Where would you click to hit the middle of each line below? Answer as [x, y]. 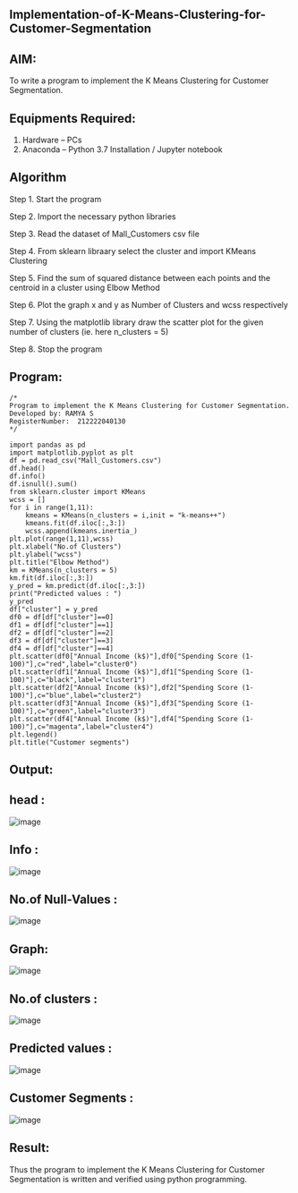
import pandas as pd [48, 445]
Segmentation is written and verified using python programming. [128, 1179]
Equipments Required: [72, 119]
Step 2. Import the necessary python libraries [93, 216]
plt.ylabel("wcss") [46, 554]
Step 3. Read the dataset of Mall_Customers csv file [104, 234]
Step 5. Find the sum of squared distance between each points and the [140, 277]
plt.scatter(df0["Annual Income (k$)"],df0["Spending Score [124, 656]
